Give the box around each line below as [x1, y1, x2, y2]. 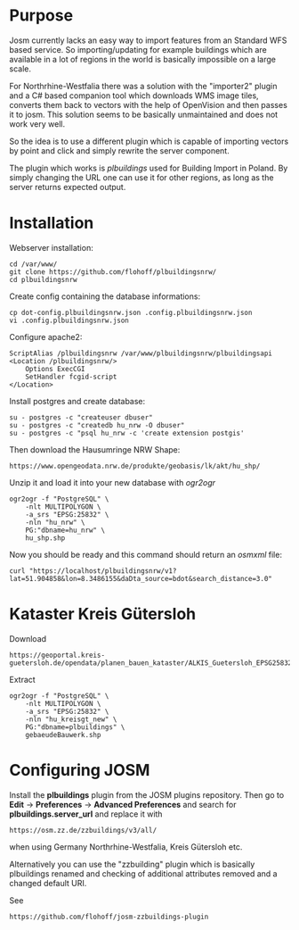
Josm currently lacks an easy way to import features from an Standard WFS [9, 35, 287, 46]
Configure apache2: [9, 331, 83, 342]
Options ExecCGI [25, 364, 86, 373]
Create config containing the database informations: [9, 291, 201, 302]
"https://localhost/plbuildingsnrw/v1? [28, 566, 177, 576]
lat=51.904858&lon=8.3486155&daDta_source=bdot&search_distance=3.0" [9, 574, 273, 583]
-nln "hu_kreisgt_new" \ [25, 715, 117, 724]
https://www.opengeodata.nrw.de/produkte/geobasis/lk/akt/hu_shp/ [9, 461, 261, 470]
